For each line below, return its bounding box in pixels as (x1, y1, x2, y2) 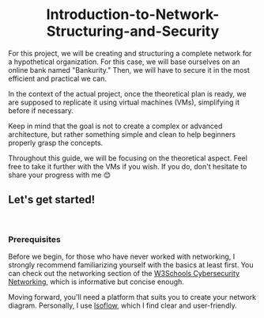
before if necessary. (8, 105, 74, 115)
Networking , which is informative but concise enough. (8, 277, 184, 286)
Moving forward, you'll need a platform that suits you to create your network (8, 293, 257, 302)
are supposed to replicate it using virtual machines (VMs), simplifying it (8, 97, 239, 107)
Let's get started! (8, 193, 96, 206)
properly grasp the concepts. (8, 138, 104, 147)
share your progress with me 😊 (8, 170, 111, 180)
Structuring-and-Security (46, 22, 220, 40)
